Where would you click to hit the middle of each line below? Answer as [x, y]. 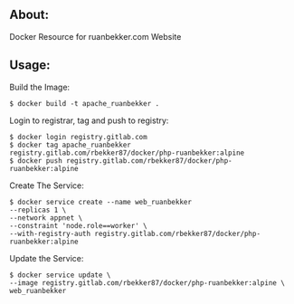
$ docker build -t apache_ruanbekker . [85, 103]
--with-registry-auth [50, 233]
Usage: [30, 66]
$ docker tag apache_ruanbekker [70, 145]
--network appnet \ [46, 218]
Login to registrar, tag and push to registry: [89, 120]
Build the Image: [40, 87]
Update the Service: [47, 258]
